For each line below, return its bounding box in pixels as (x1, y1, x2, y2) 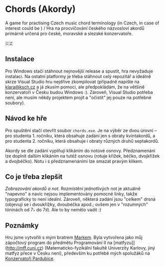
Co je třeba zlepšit (5, 173, 63, 181)
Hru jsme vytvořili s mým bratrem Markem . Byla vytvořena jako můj (5, 235, 143, 241)
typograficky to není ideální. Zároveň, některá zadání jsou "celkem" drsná (5, 196, 156, 202)
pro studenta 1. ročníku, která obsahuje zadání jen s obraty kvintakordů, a (5, 133, 156, 139)
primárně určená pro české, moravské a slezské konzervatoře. (5, 30, 133, 36)
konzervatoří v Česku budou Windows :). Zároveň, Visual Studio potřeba (5, 89, 153, 95)
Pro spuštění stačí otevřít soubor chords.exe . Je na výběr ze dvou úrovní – (5, 127, 157, 133)
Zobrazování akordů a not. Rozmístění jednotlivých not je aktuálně (5, 185, 141, 192)
